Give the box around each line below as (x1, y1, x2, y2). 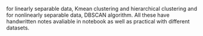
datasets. (6, 24, 30, 31)
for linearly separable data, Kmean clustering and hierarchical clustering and (6, 5, 198, 12)
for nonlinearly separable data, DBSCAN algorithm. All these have (6, 11, 170, 19)
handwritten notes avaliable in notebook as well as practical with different (6, 18, 190, 25)
